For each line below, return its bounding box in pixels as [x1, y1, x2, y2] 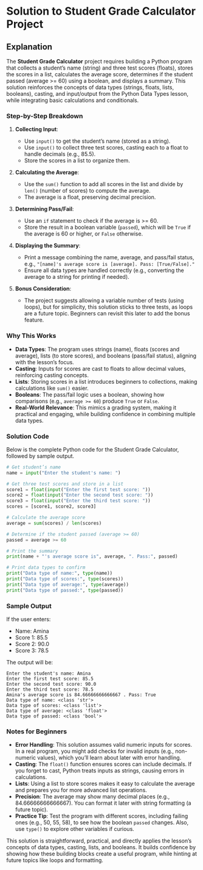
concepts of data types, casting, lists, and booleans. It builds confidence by [6, 844, 196, 851]
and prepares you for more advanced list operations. [15, 786, 147, 794]
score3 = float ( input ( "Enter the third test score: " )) [6, 498, 151, 504]
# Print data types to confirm [6, 564, 86, 571]
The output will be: [6, 658, 53, 666]
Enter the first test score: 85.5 [6, 675, 94, 681]
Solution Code [6, 432, 50, 440]
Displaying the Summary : [15, 242, 81, 250]
